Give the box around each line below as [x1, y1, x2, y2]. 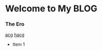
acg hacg [5, 32, 25, 38]
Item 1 [12, 42, 25, 48]
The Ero [5, 21, 24, 28]
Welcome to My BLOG [5, 3, 97, 14]
